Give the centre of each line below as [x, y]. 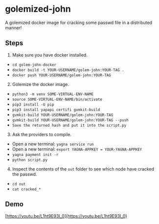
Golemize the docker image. [41, 84]
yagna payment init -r [35, 155]
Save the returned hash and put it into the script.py [69, 125]
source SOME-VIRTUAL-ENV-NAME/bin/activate [57, 99]
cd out [19, 184]
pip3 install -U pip [33, 104]
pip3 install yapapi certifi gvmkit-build [56, 110]
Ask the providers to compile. [42, 134]
